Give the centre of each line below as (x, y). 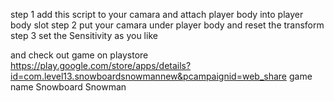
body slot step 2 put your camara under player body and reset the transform (167, 25)
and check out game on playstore (79, 55)
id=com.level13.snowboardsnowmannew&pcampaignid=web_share (149, 76)
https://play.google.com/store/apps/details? (101, 65)
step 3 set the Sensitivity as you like (84, 35)
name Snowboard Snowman (68, 87)
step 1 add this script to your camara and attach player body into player (157, 14)
